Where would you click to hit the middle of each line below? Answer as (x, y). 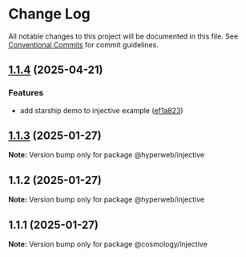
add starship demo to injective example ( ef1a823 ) (101, 110)
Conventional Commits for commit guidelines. (83, 44)
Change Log (49, 14)
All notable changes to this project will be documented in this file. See (123, 36)
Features (26, 93)
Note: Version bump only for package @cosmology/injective (108, 244)
